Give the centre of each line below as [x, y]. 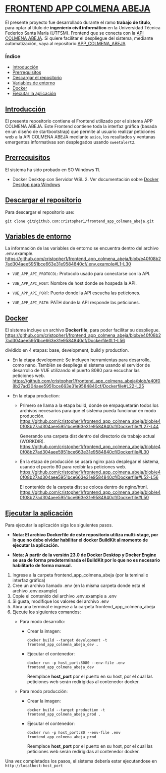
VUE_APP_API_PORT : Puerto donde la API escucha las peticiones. [76, 293]
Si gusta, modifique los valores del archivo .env [60, 601]
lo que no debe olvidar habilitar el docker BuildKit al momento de [80, 540]
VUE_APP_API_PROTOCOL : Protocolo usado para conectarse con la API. [81, 274]
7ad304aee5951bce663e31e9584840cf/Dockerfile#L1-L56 [65, 341]
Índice [13, 56]
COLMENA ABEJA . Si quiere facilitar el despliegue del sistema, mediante [79, 38]
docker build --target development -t [67, 641]
